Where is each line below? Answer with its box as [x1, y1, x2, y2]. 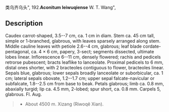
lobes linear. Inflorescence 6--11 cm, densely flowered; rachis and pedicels [5, 54, 161, 60]
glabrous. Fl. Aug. [5, 91, 42, 97]
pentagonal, [5, 48, 30, 54]
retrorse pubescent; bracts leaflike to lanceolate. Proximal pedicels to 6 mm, [5, 59, 164, 65]
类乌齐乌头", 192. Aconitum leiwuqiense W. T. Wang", [5, 5, 116, 10]
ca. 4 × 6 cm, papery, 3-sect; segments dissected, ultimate [31, 48, 154, 54]
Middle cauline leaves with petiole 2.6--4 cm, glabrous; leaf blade [5, 43, 142, 49]
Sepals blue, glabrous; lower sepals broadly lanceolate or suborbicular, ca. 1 [5, 70, 163, 76]
